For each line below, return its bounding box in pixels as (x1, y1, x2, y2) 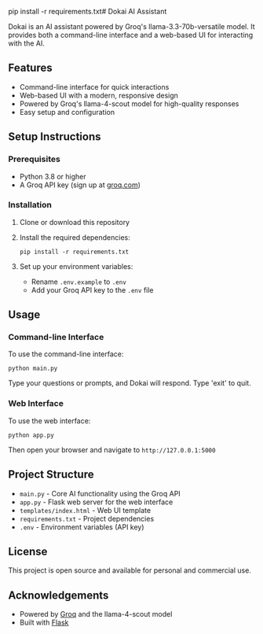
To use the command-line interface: (8, 349, 124, 359)
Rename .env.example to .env (31, 277, 127, 286)
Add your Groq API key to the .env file (31, 285, 154, 294)
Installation (8, 200, 53, 211)
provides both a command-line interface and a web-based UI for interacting (8, 31, 254, 39)
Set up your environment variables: (19, 261, 133, 271)
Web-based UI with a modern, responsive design (19, 90, 179, 100)
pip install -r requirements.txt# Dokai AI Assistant (8, 7, 167, 16)
